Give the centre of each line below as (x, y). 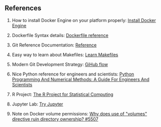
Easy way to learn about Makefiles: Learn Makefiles (65, 54)
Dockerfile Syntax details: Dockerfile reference (60, 35)
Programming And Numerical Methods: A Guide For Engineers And (80, 79)
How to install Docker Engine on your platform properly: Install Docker (84, 20)
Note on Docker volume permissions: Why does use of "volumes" (79, 113)
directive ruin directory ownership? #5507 (55, 119)
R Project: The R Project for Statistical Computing (62, 94)
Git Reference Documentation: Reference (54, 45)
